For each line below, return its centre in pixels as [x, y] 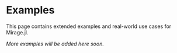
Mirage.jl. [17, 32]
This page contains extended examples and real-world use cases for [89, 26]
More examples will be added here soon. [55, 44]
